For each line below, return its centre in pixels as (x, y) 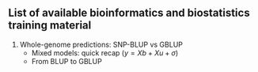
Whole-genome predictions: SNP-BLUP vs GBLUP (101, 44)
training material (50, 26)
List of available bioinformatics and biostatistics (129, 13)
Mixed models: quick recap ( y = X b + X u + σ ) (105, 53)
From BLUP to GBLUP (67, 61)
